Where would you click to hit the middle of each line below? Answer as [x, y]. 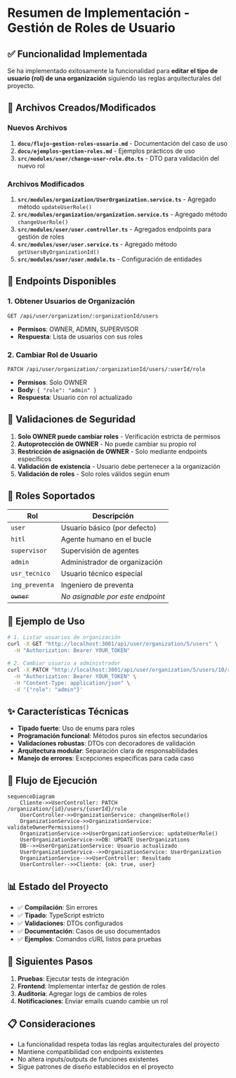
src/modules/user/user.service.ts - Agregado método [97, 244]
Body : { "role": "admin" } [57, 389]
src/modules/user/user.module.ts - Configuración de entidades [110, 259]
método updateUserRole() [55, 206]
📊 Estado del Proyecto [58, 887]
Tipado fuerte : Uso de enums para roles [76, 728]
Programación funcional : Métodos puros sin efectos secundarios [112, 736]
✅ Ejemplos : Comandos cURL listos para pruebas [89, 939]
